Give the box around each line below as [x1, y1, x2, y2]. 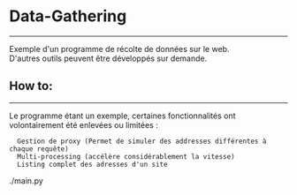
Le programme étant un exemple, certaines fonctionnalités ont [9, 110, 236, 121]
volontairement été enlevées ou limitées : [9, 119, 159, 130]
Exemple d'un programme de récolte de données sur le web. [9, 43, 230, 54]
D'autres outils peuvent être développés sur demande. [9, 53, 208, 64]
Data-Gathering [9, 6, 127, 26]
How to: [9, 79, 53, 94]
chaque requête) [9, 144, 69, 154]
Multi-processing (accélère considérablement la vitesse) [17, 152, 236, 161]
